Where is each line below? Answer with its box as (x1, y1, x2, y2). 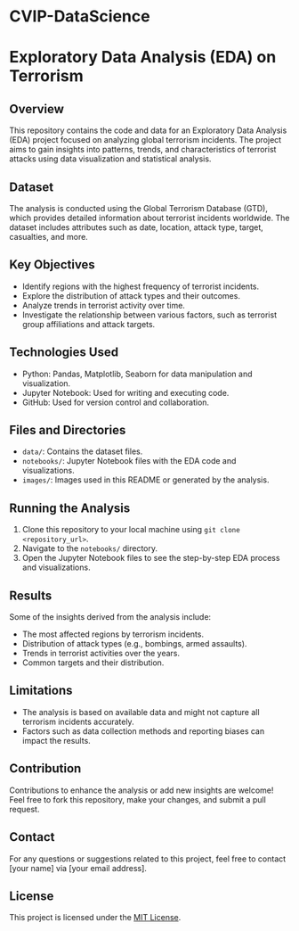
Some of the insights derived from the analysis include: (9, 612, 212, 622)
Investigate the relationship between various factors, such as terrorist (21, 309, 278, 320)
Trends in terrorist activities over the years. (21, 648, 181, 659)
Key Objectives (9, 257, 95, 273)
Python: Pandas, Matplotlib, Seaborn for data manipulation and (21, 368, 253, 379)
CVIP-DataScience (9, 6, 150, 27)
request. (9, 803, 40, 814)
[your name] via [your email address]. (9, 862, 147, 873)
